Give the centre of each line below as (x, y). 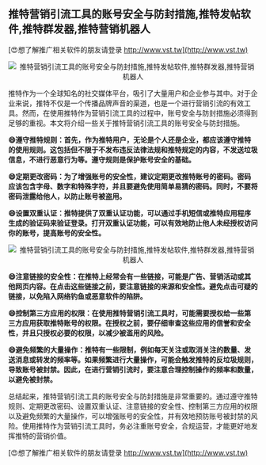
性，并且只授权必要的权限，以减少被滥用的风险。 (88, 333)
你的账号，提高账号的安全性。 (57, 233)
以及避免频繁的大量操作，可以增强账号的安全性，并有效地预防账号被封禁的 (129, 416)
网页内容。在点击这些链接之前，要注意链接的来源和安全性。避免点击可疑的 (136, 286)
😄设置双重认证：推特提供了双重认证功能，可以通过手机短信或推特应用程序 (130, 213)
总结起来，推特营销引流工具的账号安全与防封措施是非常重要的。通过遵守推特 (133, 396)
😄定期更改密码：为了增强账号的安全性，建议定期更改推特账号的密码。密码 (130, 176)
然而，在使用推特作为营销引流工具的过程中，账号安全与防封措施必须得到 (140, 112)
